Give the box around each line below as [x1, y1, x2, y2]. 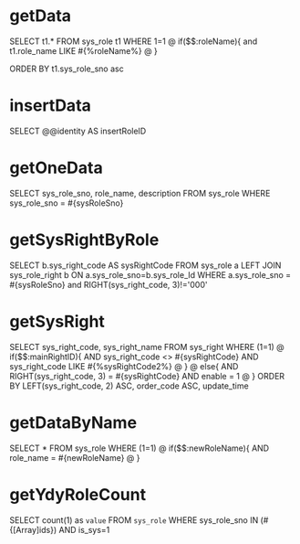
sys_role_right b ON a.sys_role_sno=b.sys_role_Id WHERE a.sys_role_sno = [9, 269, 292, 280]
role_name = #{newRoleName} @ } [9, 452, 140, 463]
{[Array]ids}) [9, 524, 57, 535]
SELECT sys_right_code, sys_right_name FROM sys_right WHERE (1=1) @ [9, 341, 284, 352]
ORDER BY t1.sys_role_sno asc [9, 63, 125, 74]
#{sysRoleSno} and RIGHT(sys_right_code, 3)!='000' [9, 279, 208, 290]
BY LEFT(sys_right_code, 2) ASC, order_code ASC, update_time [9, 380, 249, 391]
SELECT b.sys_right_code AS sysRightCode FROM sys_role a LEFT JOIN [9, 260, 282, 271]
